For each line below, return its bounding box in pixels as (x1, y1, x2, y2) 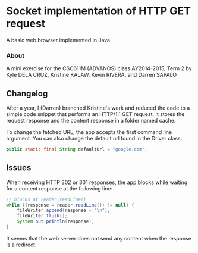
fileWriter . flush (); (17, 213, 68, 219)
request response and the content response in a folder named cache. (6, 117, 176, 124)
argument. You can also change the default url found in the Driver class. (6, 135, 183, 142)
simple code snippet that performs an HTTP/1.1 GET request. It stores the (6, 111, 185, 118)
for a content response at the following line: (6, 185, 113, 192)
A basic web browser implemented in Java (6, 36, 111, 43)
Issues (6, 163, 32, 173)
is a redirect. (6, 241, 37, 248)
